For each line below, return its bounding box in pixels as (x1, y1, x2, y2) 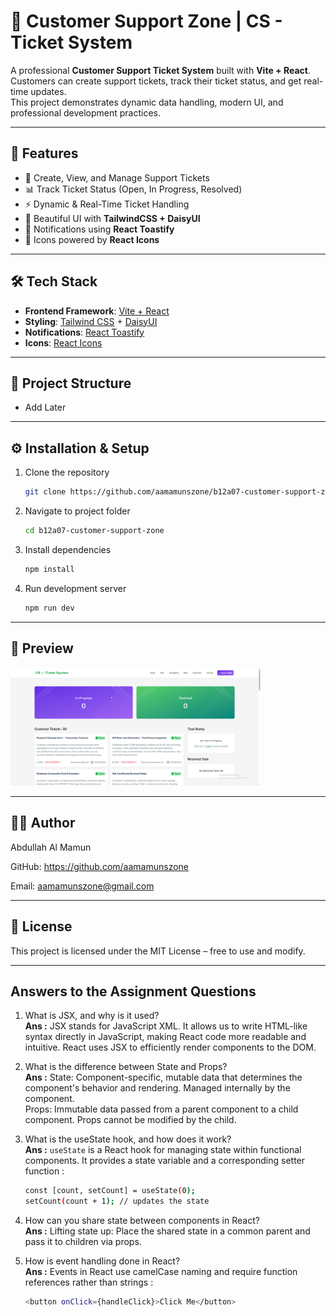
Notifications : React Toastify (24, 326, 145, 338)
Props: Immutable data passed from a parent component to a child (24, 1103, 299, 1115)
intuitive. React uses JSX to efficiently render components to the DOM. (24, 1041, 317, 1054)
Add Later (24, 401, 67, 414)
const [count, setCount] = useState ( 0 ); (24, 1186, 196, 1196)
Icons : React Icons (24, 336, 103, 349)
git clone (24, 487, 67, 497)
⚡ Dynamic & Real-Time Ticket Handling (24, 198, 190, 210)
